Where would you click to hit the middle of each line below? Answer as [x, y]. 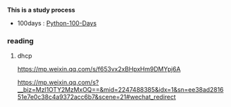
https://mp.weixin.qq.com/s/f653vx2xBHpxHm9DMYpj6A [99, 69]
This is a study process [41, 10]
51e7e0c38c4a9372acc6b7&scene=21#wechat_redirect [96, 97]
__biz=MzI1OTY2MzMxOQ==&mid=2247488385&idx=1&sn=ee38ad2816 [120, 90]
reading [20, 40]
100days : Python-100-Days [57, 23]
